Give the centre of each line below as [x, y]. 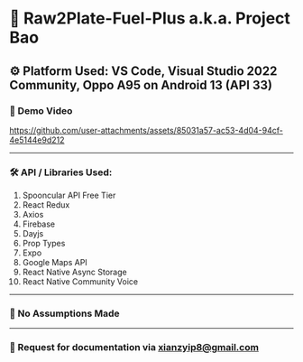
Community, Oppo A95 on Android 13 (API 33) [141, 85]
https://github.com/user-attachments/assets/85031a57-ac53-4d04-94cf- [147, 130]
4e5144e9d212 [37, 140]
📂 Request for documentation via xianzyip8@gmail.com [134, 348]
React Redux [46, 205]
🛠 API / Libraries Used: [61, 172]
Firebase [39, 224]
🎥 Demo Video [41, 110]
